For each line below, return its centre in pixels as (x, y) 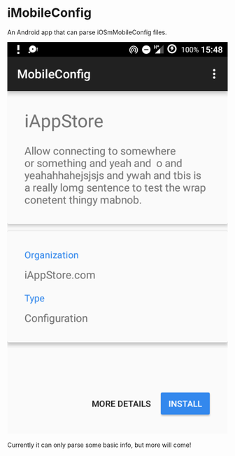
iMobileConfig (50, 13)
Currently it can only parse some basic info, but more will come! (99, 445)
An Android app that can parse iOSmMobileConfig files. (87, 32)
